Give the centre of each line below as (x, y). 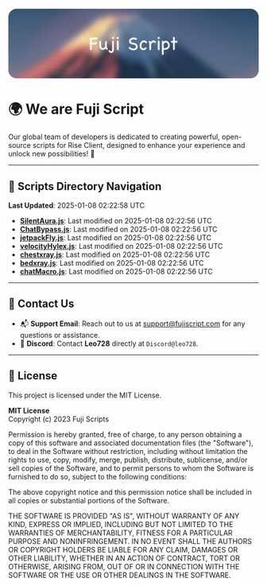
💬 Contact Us (41, 304)
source (20, 146)
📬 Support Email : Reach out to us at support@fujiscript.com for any (132, 324)
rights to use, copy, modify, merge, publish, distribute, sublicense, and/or (128, 460)
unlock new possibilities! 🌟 (52, 154)
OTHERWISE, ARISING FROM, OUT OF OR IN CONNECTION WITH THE (124, 566)
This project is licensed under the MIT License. (85, 395)
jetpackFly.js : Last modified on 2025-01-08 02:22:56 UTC (116, 238)
